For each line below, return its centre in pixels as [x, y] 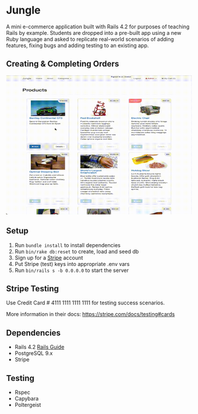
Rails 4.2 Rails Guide [39, 347]
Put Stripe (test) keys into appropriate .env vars [72, 264]
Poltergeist [28, 405]
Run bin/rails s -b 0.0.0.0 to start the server [72, 270]
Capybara [27, 398]
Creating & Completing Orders [63, 64]
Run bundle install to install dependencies [67, 245]
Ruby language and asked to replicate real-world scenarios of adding [90, 39]
